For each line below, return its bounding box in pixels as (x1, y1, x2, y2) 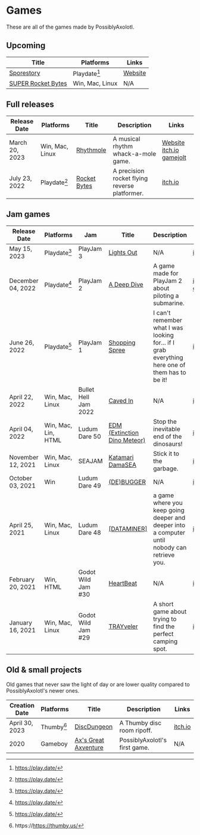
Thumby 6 (40, 722, 67, 731)
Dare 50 (78, 432, 101, 440)
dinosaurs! (153, 439, 183, 448)
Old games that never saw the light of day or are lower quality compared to (6, 681, 190, 688)
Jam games (6, 209, 51, 219)
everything (153, 353, 183, 361)
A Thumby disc (119, 719, 162, 727)
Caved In (108, 396, 134, 405)
